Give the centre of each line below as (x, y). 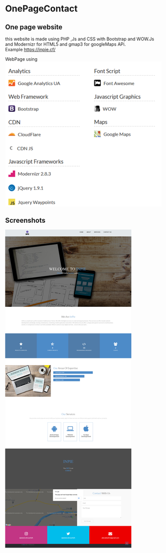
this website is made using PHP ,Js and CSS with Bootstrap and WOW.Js (80, 39)
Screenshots (25, 221)
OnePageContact (41, 9)
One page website (34, 27)
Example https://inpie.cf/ (30, 49)
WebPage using (21, 59)
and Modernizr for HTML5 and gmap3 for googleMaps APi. (65, 44)
